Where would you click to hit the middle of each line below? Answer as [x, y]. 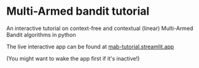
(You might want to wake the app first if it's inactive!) [73, 58]
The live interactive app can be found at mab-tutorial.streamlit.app [90, 47]
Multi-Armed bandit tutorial [78, 11]
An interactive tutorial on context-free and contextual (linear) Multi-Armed [100, 28]
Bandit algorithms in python [41, 34]
